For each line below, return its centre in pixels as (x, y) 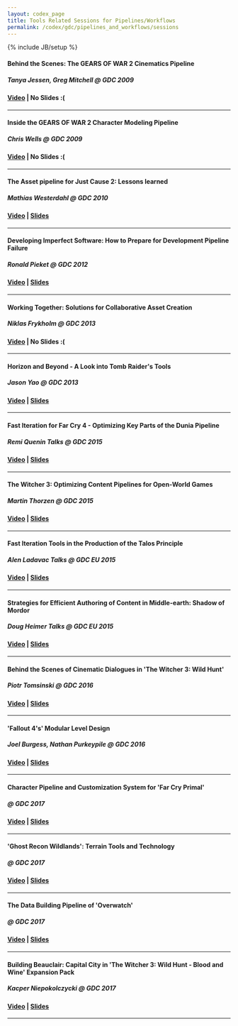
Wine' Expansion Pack (41, 972)
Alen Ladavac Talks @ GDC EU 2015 (62, 559)
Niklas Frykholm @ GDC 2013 (52, 324)
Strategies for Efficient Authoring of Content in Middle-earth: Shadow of (116, 602)
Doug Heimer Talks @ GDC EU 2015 (61, 627)
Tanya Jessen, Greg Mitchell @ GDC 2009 (71, 79)
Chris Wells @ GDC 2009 (45, 138)
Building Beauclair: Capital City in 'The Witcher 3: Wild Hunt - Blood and (115, 964)
